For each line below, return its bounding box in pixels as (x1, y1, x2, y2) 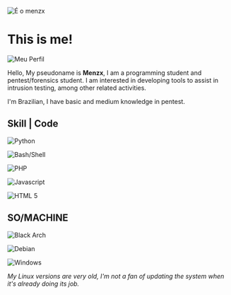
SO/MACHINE (7, 212, 69, 224)
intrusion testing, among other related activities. (7, 83, 147, 92)
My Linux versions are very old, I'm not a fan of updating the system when (7, 272, 225, 280)
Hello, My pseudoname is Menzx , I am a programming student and (7, 68, 202, 77)
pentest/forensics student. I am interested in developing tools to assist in (7, 76, 219, 84)
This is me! (7, 32, 73, 47)
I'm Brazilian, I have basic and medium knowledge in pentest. (7, 97, 186, 105)
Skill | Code (7, 117, 59, 130)
